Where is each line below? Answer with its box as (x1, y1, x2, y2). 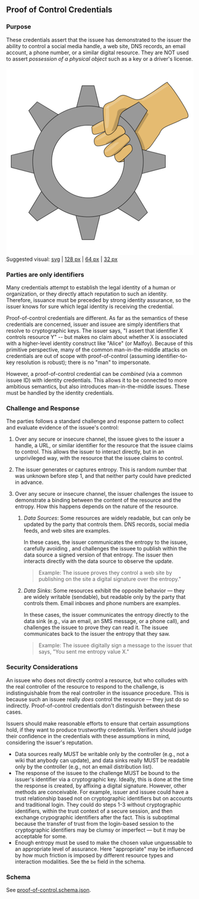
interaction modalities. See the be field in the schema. (14, 858, 146, 865)
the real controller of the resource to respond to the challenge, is (6, 683, 165, 690)
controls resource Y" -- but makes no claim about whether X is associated (6, 333, 188, 340)
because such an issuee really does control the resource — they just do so (6, 695, 189, 702)
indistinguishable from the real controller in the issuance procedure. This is (6, 689, 189, 696)
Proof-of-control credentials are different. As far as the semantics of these (6, 314, 188, 321)
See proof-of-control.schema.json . (6, 886, 91, 893)
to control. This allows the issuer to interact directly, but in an (14, 448, 165, 455)
